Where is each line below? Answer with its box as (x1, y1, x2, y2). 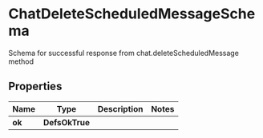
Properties (8, 80, 63, 93)
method (8, 57, 34, 66)
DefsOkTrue (42, 116, 91, 128)
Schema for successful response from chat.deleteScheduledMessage (8, 48, 239, 57)
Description (97, 103, 144, 114)
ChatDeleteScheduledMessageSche (8, 5, 256, 23)
